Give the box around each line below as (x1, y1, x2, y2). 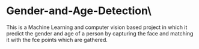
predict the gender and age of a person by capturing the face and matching (6, 30, 194, 37)
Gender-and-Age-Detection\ (6, 4, 152, 18)
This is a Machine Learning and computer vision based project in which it (6, 24, 188, 31)
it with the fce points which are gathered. (6, 36, 108, 43)
